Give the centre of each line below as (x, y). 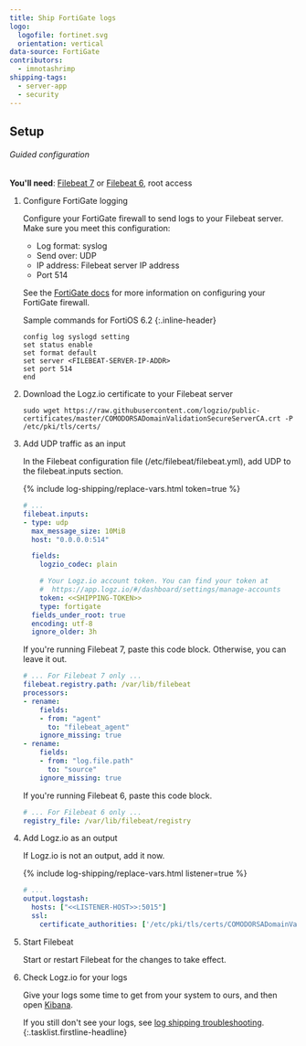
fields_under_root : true (79, 615)
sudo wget (42, 411)
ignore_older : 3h (64, 632)
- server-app (42, 86)
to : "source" (72, 769)
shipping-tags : (38, 78)
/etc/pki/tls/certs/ (62, 427)
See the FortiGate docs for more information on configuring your (144, 293)
